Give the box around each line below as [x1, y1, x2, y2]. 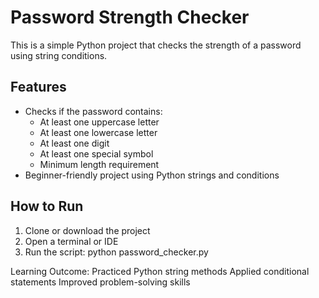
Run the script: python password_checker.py [24, 246, 209, 258]
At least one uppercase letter [39, 116, 160, 128]
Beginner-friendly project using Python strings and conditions [24, 169, 280, 181]
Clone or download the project [24, 224, 151, 236]
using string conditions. [10, 49, 108, 61]
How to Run [10, 198, 84, 215]
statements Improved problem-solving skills [10, 276, 191, 288]
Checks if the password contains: [24, 105, 163, 117]
